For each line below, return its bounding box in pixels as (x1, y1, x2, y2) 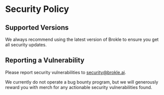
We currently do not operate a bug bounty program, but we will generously (5, 79, 159, 85)
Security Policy (5, 3, 70, 15)
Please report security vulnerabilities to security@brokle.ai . (5, 69, 126, 75)
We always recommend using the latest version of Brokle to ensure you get (5, 36, 159, 42)
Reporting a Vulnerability (5, 56, 84, 65)
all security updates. (5, 42, 47, 48)
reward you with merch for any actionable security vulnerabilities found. (5, 84, 153, 90)
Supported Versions (5, 23, 69, 32)
